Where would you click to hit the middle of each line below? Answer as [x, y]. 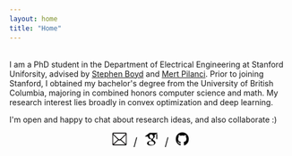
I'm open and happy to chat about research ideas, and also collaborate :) [143, 119]
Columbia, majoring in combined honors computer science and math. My [144, 93]
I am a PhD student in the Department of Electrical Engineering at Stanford [146, 64]
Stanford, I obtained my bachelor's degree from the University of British [142, 83]
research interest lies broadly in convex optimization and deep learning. [141, 102]
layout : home [34, 19]
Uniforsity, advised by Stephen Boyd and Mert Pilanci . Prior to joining [137, 74]
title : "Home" [36, 28]
